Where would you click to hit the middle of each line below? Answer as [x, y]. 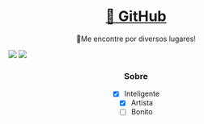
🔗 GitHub [136, 17]
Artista [142, 103]
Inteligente [142, 94]
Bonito [142, 112]
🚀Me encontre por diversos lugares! [136, 39]
